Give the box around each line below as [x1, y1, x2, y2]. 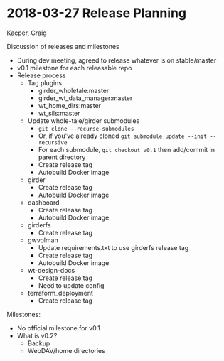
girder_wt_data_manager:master [38, 94, 133, 102]
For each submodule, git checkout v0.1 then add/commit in [38, 145, 215, 153]
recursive [38, 139, 68, 146]
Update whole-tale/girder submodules [27, 116, 140, 125]
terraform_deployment [27, 289, 94, 297]
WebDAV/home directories [27, 346, 106, 355]
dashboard [27, 198, 60, 207]
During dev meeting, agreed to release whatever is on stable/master [16, 55, 217, 65]
